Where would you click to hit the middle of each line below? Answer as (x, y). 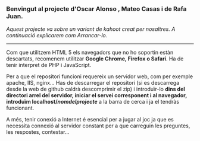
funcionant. (20, 108)
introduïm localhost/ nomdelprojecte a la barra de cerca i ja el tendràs (93, 102)
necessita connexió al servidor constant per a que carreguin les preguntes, (98, 126)
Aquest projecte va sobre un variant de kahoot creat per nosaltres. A (91, 29)
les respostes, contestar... (38, 132)
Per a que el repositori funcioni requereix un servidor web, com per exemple (100, 76)
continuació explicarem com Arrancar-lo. (57, 36)
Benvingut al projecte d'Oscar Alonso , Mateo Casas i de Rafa (96, 9)
